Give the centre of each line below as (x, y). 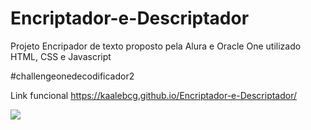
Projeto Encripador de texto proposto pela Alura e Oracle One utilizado (156, 46)
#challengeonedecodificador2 (72, 76)
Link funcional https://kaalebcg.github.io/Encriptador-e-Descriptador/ (154, 95)
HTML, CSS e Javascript (61, 56)
